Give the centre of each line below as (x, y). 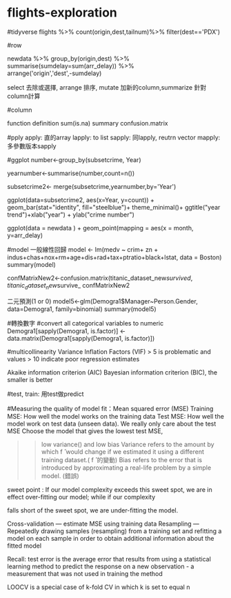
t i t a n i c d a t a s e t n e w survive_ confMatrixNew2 (69, 286)
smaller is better (30, 379)
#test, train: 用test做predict (46, 394)
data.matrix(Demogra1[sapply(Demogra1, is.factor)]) (81, 338)
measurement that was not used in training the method (85, 573)
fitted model (24, 546)
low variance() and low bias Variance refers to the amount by (128, 444)
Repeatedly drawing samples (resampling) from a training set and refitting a (114, 531)
